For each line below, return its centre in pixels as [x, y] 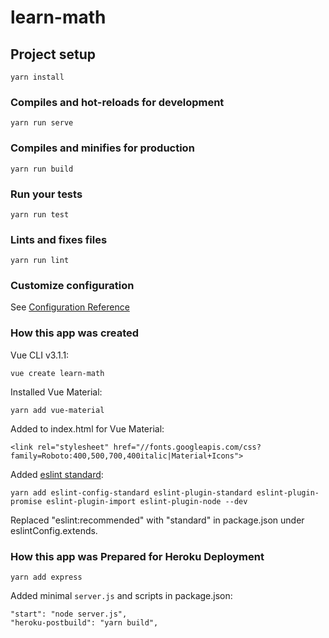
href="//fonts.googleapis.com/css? [187, 447]
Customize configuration [72, 286]
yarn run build [42, 169]
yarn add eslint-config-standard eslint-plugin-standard [131, 492]
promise [26, 501]
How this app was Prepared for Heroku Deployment [137, 556]
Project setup [53, 54]
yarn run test [40, 214]
